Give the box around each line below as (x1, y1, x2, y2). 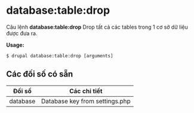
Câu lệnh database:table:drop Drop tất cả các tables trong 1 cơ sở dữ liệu (6, 23, 188, 30)
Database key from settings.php (41, 97, 131, 105)
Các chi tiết (69, 87, 103, 95)
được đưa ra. (6, 29, 38, 36)
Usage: (6, 41, 25, 48)
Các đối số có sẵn (6, 69, 73, 80)
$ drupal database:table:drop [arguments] (6, 53, 113, 59)
